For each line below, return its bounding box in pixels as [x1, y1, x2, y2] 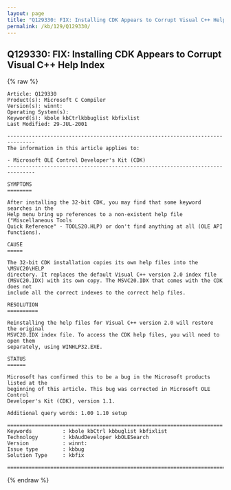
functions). [7, 229, 41, 236]
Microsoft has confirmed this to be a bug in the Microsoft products [7, 374, 211, 381]
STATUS [7, 356, 26, 363]
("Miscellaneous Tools [7, 217, 72, 224]
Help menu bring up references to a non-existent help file [7, 211, 184, 218]
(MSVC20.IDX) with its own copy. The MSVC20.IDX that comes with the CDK [7, 277, 223, 284]
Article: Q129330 [7, 91, 57, 98]
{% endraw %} [7, 476, 49, 484]
